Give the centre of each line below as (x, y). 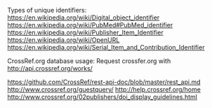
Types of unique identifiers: (47, 10)
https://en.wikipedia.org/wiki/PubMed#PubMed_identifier (90, 25)
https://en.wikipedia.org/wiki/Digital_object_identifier (84, 18)
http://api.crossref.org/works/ (50, 68)
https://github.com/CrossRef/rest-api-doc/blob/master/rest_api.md (104, 82)
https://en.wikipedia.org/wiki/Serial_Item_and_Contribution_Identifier (106, 47)
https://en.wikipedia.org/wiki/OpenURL (64, 40)
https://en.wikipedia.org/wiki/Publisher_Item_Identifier (85, 32)
